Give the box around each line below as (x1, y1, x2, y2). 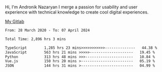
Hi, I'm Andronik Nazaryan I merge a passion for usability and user (5, 4, 138, 10)
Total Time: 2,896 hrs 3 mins (5, 36, 66, 42)
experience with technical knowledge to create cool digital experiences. (5, 9, 149, 15)
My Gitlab (5, 19, 24, 24)
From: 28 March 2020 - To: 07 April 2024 (5, 28, 90, 33)
